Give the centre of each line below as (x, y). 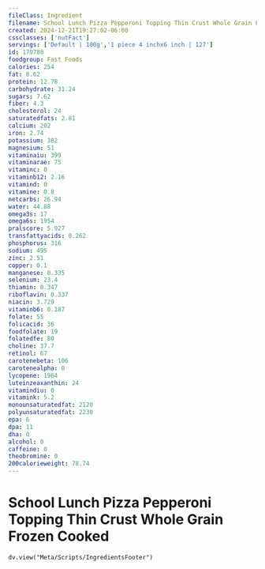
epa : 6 (19, 420)
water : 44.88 (30, 206)
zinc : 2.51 (26, 258)
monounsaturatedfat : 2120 (50, 405)
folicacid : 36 (32, 324)
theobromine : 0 (33, 456)
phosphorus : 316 (35, 243)
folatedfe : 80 (32, 339)
